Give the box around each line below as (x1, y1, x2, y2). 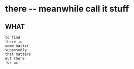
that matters (5, 52, 31, 57)
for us (5, 60, 18, 65)
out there (5, 56, 25, 61)
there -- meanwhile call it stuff (5, 3, 129, 14)
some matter (5, 44, 29, 48)
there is (5, 39, 23, 44)
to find (5, 35, 21, 40)
